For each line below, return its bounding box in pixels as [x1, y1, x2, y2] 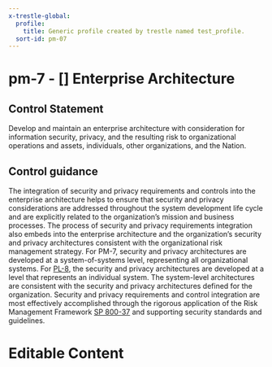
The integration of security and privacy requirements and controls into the [8, 186, 256, 196]
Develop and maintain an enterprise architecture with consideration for [8, 124, 245, 133]
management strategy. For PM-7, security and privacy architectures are [8, 247, 248, 256]
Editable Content [8, 344, 124, 363]
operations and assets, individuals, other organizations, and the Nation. [8, 141, 247, 151]
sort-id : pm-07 [15, 34, 67, 43]
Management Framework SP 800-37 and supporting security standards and [8, 307, 262, 317]
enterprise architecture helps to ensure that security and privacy [8, 194, 225, 204]
